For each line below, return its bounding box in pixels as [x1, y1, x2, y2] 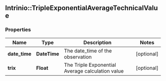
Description [83, 39, 112, 46]
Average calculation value [64, 67, 124, 74]
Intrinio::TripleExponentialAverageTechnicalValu [5, 4, 158, 12]
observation [64, 54, 92, 60]
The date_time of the [64, 47, 112, 54]
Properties [5, 27, 31, 33]
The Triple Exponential [64, 61, 116, 68]
